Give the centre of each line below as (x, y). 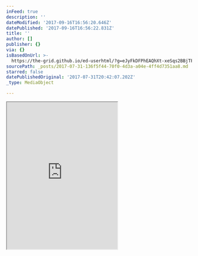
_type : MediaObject (30, 83)
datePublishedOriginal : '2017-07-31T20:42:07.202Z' (71, 77)
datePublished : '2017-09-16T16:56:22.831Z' (60, 28)
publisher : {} (24, 45)
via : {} (16, 50)
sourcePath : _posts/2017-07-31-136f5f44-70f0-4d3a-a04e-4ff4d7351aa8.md (97, 66)
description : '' (26, 17)
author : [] (19, 39)
